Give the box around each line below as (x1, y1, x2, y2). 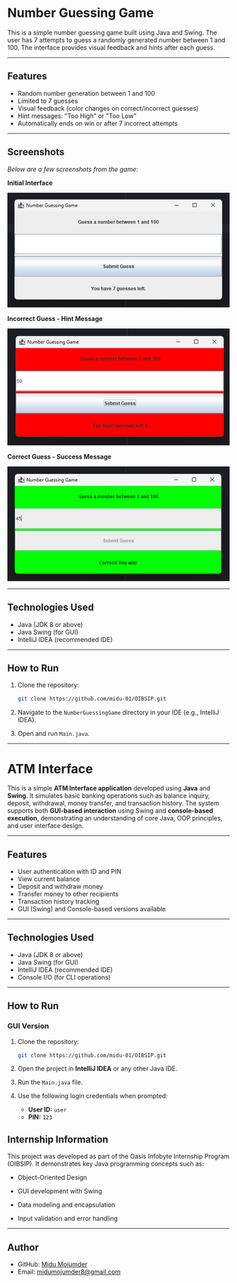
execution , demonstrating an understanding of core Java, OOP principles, (7, 814, 223, 822)
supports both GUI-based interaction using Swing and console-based (7, 806, 214, 815)
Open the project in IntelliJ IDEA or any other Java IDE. (17, 1064, 178, 1073)
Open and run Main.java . (17, 729, 90, 738)
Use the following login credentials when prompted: (17, 1092, 168, 1100)
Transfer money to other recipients (17, 890, 119, 899)
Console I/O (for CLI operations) (17, 973, 111, 981)
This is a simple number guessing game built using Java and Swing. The (7, 28, 217, 37)
